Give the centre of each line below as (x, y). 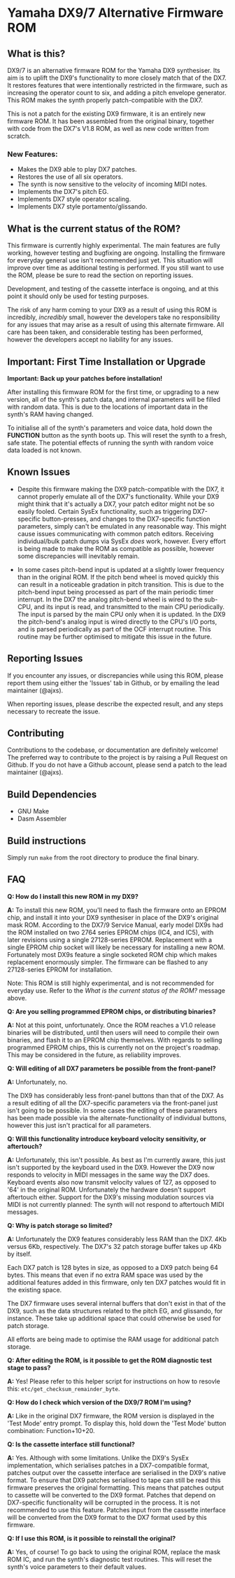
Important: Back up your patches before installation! (85, 378)
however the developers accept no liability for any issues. (90, 340)
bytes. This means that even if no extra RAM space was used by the (105, 1275)
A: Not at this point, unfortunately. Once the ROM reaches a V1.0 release (112, 1025)
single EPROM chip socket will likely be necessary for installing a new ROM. (116, 947)
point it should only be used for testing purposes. (78, 296)
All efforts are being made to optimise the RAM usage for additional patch (113, 1339)
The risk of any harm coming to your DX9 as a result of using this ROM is (112, 310)
